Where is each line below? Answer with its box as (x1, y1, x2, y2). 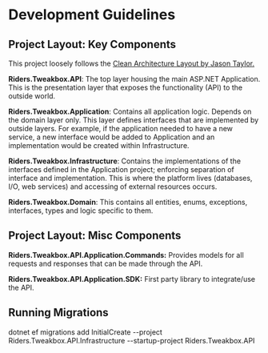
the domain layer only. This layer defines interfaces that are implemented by (8, 115, 259, 125)
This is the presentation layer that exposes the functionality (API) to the (8, 82, 242, 92)
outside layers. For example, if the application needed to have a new (8, 124, 234, 133)
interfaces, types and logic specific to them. (8, 206, 154, 215)
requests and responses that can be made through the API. (8, 259, 203, 268)
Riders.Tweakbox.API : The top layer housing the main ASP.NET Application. (8, 74, 261, 83)
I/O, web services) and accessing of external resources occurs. (8, 182, 218, 191)
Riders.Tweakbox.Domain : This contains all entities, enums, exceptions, (8, 198, 248, 207)
